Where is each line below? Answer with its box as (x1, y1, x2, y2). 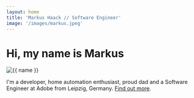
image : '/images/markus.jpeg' (6, 20, 84, 26)
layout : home (6, 9, 40, 15)
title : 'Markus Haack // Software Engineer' (6, 15, 121, 21)
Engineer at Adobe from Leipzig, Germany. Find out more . (6, 85, 151, 92)
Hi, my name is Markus (6, 46, 124, 60)
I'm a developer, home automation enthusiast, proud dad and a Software (6, 79, 188, 86)
